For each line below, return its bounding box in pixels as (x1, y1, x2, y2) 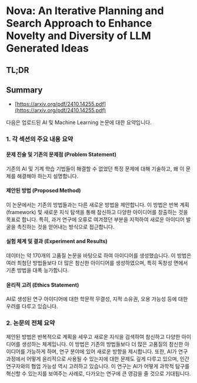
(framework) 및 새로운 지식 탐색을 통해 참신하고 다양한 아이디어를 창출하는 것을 (6, 208, 188, 215)
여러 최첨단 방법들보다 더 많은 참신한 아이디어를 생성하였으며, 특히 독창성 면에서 (6, 259, 188, 266)
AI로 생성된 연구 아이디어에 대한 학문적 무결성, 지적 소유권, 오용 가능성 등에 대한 (6, 295, 188, 302)
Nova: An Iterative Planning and (6, 4, 164, 18)
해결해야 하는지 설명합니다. (16, 172, 79, 179)
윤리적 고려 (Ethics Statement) (6, 281, 79, 288)
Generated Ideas (6, 42, 89, 55)
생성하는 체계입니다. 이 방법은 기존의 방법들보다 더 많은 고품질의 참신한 (21, 341, 183, 348)
